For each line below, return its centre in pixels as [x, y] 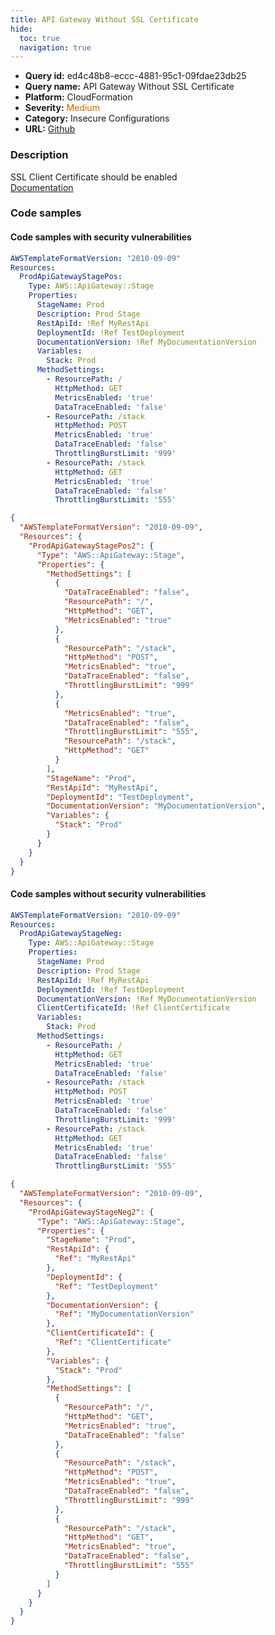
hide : [21, 29]
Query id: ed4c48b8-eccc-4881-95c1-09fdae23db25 [135, 76]
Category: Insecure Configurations [97, 118]
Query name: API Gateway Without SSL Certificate [129, 87]
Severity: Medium [62, 108]
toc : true [39, 38]
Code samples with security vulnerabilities [101, 237]
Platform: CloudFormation [78, 97]
